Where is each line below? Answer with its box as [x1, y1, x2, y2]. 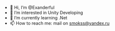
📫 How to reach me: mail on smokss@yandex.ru [9, 20, 110, 26]
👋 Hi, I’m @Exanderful [9, 5, 55, 10]
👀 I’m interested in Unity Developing [9, 10, 83, 15]
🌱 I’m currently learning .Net [9, 15, 68, 20]
